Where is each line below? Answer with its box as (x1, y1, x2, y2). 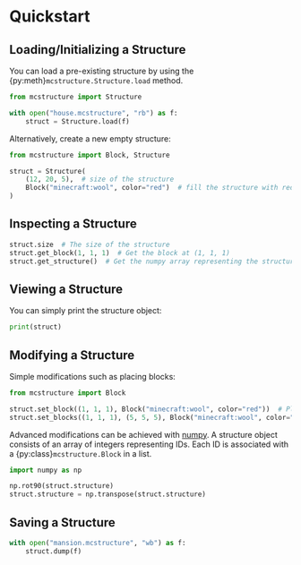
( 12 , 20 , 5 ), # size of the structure (25, 175, 175, 184)
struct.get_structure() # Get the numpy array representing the (9, 257, 258, 266)
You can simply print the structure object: (9, 305, 162, 316)
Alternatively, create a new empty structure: (9, 133, 172, 144)
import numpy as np (9, 466, 82, 475)
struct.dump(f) (25, 546, 82, 556)
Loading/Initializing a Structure (9, 42, 186, 57)
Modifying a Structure (9, 347, 135, 363)
